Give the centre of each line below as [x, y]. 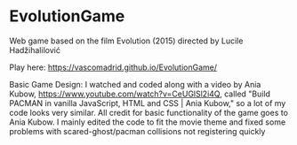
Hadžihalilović [35, 50]
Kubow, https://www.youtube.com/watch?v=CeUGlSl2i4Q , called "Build [140, 94]
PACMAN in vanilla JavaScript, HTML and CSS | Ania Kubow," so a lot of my [148, 103]
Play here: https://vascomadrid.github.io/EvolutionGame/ [113, 67]
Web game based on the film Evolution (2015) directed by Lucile [126, 41]
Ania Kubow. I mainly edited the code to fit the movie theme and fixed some [148, 122]
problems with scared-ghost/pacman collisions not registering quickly [137, 131]
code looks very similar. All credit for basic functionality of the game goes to [149, 112]
